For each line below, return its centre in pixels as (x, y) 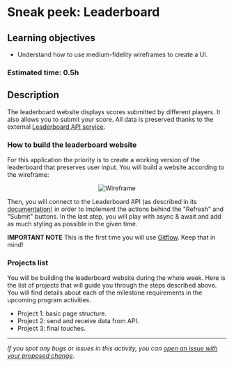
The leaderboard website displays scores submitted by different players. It (114, 111)
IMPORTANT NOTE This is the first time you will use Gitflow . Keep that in (111, 237)
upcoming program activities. (49, 300)
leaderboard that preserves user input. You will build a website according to (116, 167)
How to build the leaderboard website (72, 145)
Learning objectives (52, 38)
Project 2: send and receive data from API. (78, 321)
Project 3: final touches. (51, 329)
